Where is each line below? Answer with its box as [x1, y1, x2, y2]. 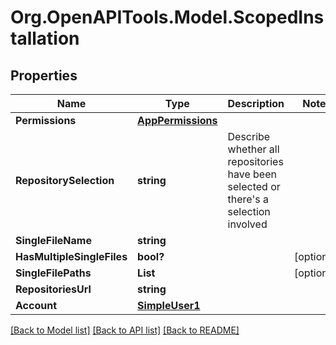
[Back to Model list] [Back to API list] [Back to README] [10, 324, 240, 336]
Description [227, 97, 285, 110]
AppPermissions [137, 114, 218, 127]
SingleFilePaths [15, 266, 92, 280]
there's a [227, 192, 269, 206]
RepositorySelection [15, 174, 115, 187]
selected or [227, 180, 281, 193]
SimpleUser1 [137, 299, 201, 312]
